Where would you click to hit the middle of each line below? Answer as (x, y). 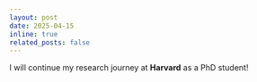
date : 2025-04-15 (42, 26)
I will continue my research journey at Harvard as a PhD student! (129, 68)
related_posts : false (50, 42)
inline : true (34, 34)
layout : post (34, 17)
